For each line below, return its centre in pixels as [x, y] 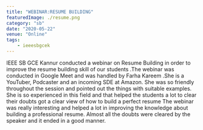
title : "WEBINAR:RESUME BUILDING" [50, 12]
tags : [13, 40]
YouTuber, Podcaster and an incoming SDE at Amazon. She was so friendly [100, 82]
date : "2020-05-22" [31, 29]
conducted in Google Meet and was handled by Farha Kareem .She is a [95, 76]
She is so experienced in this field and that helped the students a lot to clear [101, 95]
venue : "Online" [27, 34]
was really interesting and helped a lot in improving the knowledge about [97, 108]
